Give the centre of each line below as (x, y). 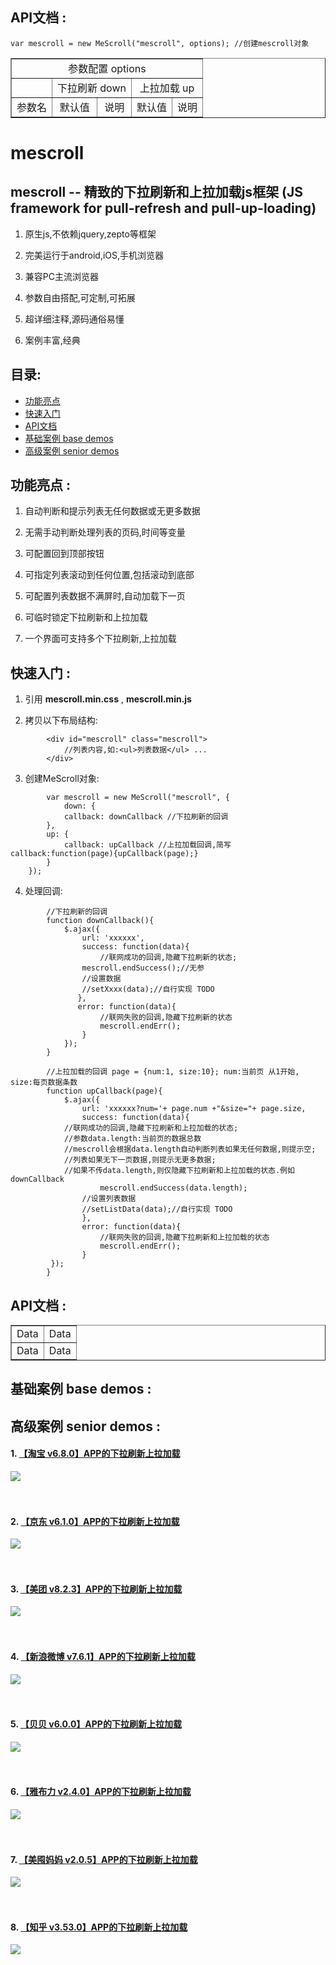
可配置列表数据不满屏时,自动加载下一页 (105, 596)
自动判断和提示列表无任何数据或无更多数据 (112, 511)
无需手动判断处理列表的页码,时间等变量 (105, 532)
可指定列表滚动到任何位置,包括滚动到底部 (109, 575)
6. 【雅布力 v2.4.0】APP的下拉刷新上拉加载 (101, 1792)
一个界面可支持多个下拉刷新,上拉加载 (100, 639)
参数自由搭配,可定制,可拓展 (80, 297)
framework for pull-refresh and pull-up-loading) (163, 208)
